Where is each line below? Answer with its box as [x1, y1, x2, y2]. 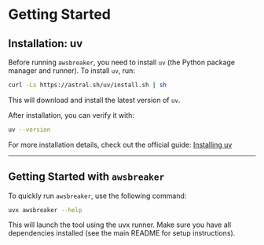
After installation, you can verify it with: [8, 110, 135, 119]
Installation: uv [8, 37, 83, 50]
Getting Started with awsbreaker [8, 170, 165, 184]
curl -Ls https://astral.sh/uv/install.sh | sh [8, 81, 167, 89]
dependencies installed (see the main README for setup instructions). [8, 229, 236, 238]
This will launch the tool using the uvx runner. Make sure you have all [8, 220, 232, 229]
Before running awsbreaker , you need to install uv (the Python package [8, 57, 236, 67]
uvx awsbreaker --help [8, 206, 82, 214]
